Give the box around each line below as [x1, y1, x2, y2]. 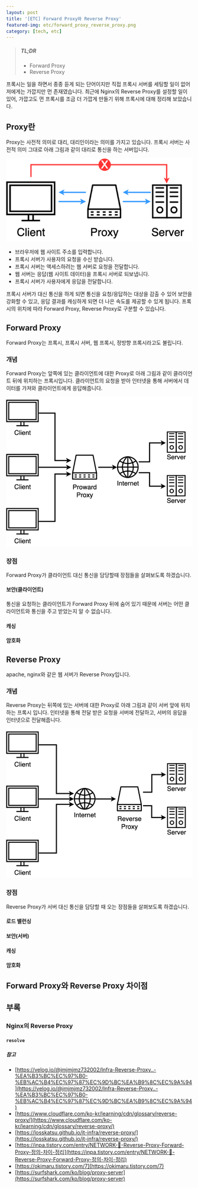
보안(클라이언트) [6, 586, 44, 593]
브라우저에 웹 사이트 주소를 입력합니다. [14, 248, 103, 255]
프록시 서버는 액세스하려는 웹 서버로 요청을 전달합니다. [14, 263, 140, 270]
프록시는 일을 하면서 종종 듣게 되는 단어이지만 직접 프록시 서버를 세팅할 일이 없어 [6, 80, 191, 88]
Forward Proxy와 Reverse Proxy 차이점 [6, 981, 148, 991]
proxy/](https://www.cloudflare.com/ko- [14, 1116, 112, 1124]
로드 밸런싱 [6, 918, 31, 925]
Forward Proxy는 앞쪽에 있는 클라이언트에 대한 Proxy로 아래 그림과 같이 [6, 370, 173, 377]
